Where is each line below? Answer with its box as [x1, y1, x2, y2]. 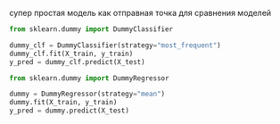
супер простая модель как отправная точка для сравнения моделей [9, 8, 272, 18]
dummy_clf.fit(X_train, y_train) [9, 49, 134, 58]
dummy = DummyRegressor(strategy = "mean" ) [9, 89, 166, 99]
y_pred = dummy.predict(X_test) [9, 106, 129, 115]
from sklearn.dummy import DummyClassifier [9, 25, 174, 34]
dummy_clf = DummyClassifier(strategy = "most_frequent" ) [9, 40, 221, 50]
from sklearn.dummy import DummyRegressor [9, 73, 169, 83]
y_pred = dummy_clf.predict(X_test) [9, 57, 145, 66]
